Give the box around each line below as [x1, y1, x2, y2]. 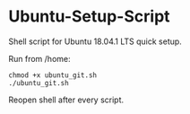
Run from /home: [8, 53, 71, 64]
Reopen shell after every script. [8, 94, 125, 105]
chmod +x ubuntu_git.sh [8, 70, 98, 80]
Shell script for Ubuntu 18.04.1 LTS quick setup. [8, 36, 183, 47]
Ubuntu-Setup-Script [8, 6, 171, 27]
